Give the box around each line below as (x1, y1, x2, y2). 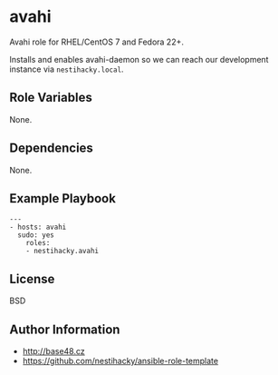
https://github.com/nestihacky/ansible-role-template (22, 356, 219, 366)
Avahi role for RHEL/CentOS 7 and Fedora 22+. (9, 36, 184, 47)
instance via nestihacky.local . (9, 64, 124, 74)
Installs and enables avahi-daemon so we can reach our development (9, 54, 269, 64)
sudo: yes (17, 231, 54, 240)
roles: (25, 239, 51, 248)
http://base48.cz (22, 346, 86, 356)
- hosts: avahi (9, 222, 67, 232)
